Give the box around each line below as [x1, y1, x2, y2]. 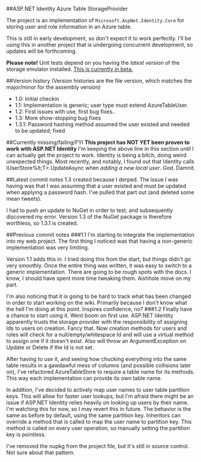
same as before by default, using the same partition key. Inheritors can [6, 412, 181, 419]
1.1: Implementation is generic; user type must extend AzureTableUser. [14, 102, 188, 109]
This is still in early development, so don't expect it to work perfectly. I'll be [6, 35, 191, 41]
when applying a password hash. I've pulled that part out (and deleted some [6, 189, 195, 196]
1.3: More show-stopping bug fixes [14, 114, 101, 121]
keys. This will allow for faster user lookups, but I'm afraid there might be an [6, 393, 194, 400]
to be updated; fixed [14, 127, 65, 134]
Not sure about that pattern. [6, 449, 75, 456]
